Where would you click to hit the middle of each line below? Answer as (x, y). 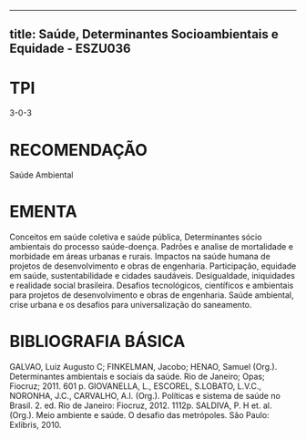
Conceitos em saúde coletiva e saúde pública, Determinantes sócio (136, 237)
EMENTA (43, 212)
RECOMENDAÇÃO (79, 150)
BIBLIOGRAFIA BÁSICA (97, 342)
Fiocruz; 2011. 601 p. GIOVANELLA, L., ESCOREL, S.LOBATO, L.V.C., (136, 386)
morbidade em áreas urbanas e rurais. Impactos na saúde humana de (140, 257)
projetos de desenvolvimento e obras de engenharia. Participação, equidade (153, 266)
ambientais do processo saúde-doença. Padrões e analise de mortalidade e (152, 247)
